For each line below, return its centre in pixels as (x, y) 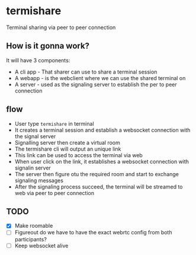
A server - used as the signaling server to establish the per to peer (96, 84)
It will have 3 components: (38, 60)
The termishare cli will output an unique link (68, 149)
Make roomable (34, 226)
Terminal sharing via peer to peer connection (61, 27)
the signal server (35, 136)
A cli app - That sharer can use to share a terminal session (86, 72)
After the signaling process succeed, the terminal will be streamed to (99, 187)
